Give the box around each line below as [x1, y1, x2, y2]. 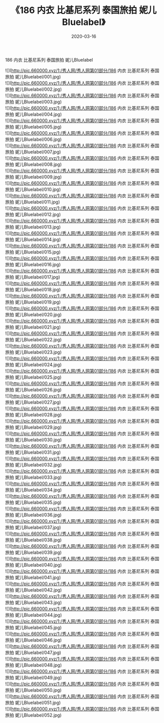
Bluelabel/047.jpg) [23, 649, 61, 655]
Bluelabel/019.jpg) [23, 299, 61, 305]
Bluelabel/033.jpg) [23, 474, 62, 480]
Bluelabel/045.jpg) [23, 624, 62, 630]
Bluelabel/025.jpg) [23, 374, 62, 380]
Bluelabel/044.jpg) [23, 612, 62, 618]
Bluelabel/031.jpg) [23, 449, 61, 455]
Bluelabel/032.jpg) [23, 462, 62, 468]
